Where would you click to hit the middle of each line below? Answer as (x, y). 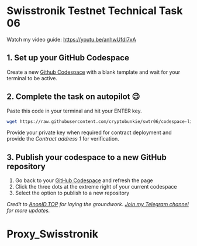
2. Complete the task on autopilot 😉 (73, 97)
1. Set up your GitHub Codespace (68, 58)
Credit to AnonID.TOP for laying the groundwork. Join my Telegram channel (98, 204)
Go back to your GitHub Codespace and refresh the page (84, 180)
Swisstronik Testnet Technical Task (95, 11)
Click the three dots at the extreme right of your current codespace (96, 187)
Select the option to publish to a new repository (72, 193)
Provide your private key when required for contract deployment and (89, 132)
